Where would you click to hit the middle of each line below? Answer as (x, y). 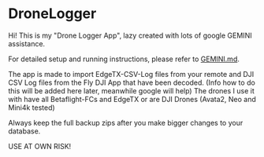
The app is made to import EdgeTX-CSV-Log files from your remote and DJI (131, 74)
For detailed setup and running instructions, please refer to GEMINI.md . (124, 59)
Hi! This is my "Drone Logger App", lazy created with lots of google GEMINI (130, 35)
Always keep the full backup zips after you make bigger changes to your (126, 122)
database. (24, 131)
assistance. (27, 43)
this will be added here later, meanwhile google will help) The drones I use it (131, 90)
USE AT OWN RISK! (40, 146)
